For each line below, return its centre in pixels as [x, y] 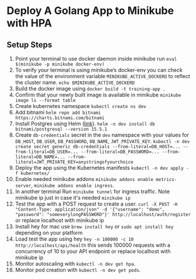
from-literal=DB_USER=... [47, 152]
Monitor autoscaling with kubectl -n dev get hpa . [75, 264]
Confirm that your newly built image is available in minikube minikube [98, 95]
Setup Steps [29, 45]
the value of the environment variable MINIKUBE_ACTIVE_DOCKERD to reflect [103, 76]
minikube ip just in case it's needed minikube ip [73, 198]
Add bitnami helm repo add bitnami [58, 112]
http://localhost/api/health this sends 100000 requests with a [92, 245]
